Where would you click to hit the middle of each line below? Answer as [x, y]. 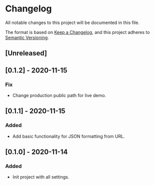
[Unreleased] [26, 53]
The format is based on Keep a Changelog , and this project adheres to [77, 32]
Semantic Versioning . [27, 37]
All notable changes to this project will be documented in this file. [72, 22]
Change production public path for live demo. [59, 95]
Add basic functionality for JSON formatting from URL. [68, 136]
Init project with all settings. [41, 177]
